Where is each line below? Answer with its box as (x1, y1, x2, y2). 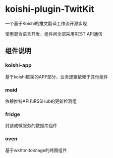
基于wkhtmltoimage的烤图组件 (5, 147, 67, 153)
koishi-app (5, 62, 32, 69)
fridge (5, 111, 21, 118)
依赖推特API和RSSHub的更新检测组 (5, 98, 77, 104)
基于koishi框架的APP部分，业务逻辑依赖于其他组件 (5, 74, 108, 79)
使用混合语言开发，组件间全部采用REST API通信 (5, 31, 103, 37)
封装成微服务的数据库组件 (5, 122, 57, 129)
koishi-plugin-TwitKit (5, 3, 95, 15)
